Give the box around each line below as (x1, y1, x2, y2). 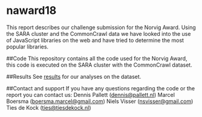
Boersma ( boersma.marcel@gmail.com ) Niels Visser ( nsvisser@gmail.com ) (6, 98, 194, 105)
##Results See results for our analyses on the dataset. (6, 73, 142, 80)
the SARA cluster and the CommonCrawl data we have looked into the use (6, 30, 191, 37)
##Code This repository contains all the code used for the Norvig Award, (6, 55, 187, 62)
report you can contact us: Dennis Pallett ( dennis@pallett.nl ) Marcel (6, 91, 175, 98)
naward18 (6, 4, 57, 18)
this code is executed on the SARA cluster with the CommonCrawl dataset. (6, 61, 192, 69)
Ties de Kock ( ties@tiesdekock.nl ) (6, 104, 92, 111)
